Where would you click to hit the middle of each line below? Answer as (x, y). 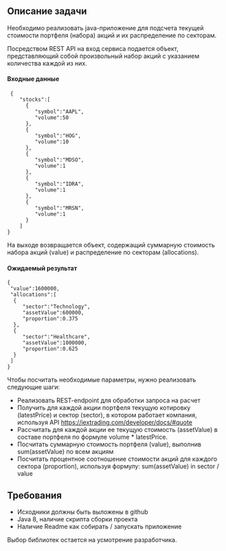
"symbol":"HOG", (58, 136)
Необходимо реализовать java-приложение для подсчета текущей (105, 28)
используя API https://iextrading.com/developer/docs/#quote (104, 422)
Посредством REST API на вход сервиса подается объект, (93, 48)
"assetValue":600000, (53, 313)
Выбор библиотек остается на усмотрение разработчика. (92, 540)
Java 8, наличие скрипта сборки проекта (77, 519)
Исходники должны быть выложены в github (82, 512)
